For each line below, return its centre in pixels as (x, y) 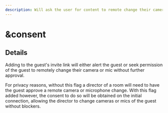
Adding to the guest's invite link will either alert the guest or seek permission (84, 65)
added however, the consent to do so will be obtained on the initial (73, 96)
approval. (15, 75)
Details (16, 53)
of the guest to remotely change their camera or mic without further (75, 70)
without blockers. (23, 106)
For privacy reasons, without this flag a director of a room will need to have (82, 85)
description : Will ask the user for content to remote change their (78, 10)
